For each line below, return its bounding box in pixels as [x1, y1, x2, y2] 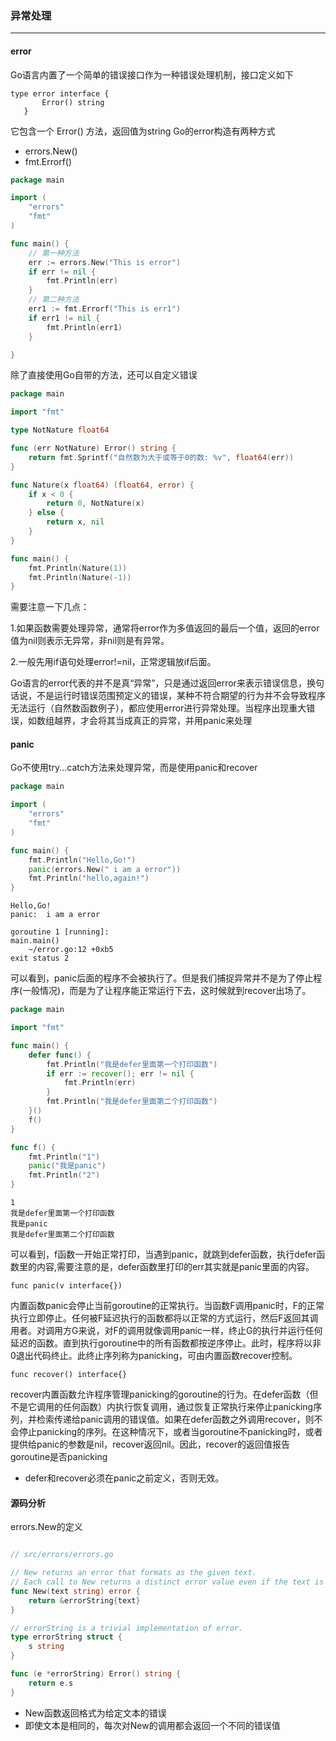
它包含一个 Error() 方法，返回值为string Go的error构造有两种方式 [10, 125, 276, 137]
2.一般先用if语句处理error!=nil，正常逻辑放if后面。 [10, 656, 217, 668]
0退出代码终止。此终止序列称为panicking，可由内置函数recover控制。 [10, 1350, 298, 1362]
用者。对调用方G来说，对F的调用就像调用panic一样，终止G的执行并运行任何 [10, 1325, 323, 1337]
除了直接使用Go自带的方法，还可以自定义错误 [10, 369, 198, 381]
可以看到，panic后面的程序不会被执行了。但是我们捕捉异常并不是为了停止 [10, 972, 314, 984]
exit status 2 [10, 953, 70, 964]
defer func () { [28, 1050, 92, 1060]
